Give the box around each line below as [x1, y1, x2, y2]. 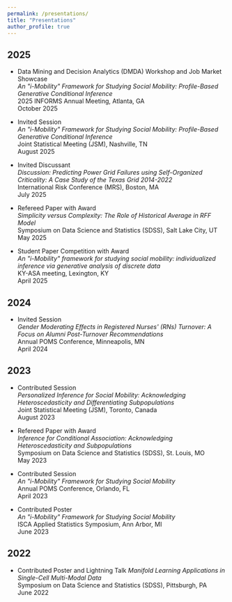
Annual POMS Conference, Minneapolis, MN [17, 338, 145, 345]
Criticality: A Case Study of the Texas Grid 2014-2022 [17, 175, 173, 184]
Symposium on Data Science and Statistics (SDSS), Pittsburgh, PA [17, 580, 208, 589]
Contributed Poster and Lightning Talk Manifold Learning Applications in [17, 566, 225, 574]
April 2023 [17, 491, 48, 500]
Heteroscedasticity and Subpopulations [17, 441, 132, 450]
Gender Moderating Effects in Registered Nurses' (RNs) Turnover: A [17, 323, 212, 331]
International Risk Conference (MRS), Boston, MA [17, 183, 159, 191]
